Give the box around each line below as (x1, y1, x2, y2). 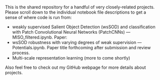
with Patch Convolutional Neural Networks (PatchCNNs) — (12, 29, 131, 35)
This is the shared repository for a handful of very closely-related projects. (5, 4, 155, 10)
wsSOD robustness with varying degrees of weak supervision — (12, 40, 142, 45)
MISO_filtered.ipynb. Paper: (12, 34, 67, 40)
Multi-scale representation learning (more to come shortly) (12, 55, 130, 60)
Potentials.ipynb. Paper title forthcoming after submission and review (12, 45, 151, 50)
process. (12, 50, 30, 56)
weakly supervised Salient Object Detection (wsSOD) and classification (12, 24, 156, 30)
